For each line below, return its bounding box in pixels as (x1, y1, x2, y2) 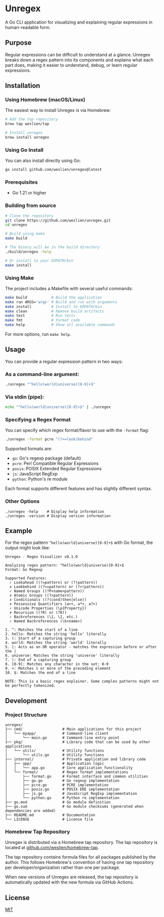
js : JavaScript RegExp (12, 471, 58, 477)
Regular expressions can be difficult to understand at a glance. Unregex (5, 52, 151, 57)
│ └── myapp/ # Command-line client (5, 731, 109, 736)
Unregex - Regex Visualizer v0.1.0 (5, 554, 78, 560)
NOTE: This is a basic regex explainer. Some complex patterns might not (5, 679, 160, 684)
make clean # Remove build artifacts (5, 309, 105, 314)
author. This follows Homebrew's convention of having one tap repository (5, 860, 154, 865)
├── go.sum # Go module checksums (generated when (5, 804, 144, 809)
